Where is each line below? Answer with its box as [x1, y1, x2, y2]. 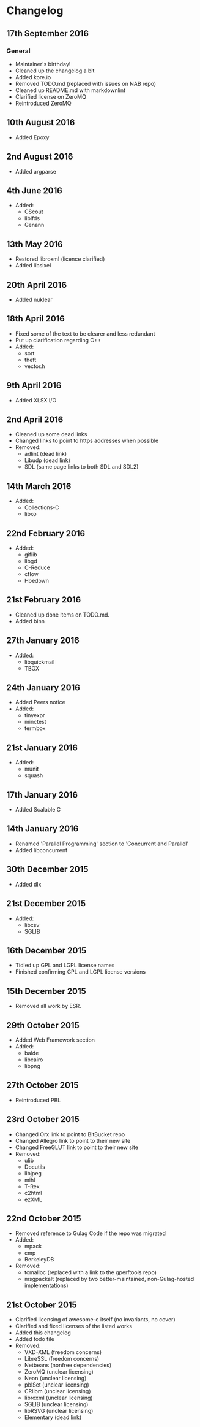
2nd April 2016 [6, 414, 64, 425]
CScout [24, 208, 44, 215]
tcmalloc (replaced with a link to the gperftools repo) [24, 1269, 157, 1276]
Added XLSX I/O [15, 396, 57, 404]
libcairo [24, 1056, 43, 1063]
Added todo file [15, 1336, 55, 1343]
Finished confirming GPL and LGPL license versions [15, 968, 146, 975]
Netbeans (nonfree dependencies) [24, 1361, 112, 1369]
